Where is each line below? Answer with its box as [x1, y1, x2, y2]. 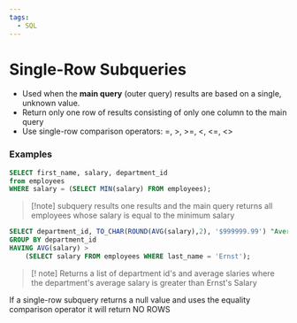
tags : [9, 12, 29, 22]
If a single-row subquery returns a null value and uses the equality [9, 294, 251, 305]
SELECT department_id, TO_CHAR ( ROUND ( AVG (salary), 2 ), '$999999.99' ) [9, 227, 267, 236]
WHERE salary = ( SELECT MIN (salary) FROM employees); [9, 185, 212, 194]
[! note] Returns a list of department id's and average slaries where [30, 267, 276, 279]
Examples [9, 148, 53, 160]
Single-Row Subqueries [9, 59, 187, 80]
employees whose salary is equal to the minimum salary [30, 210, 235, 221]
